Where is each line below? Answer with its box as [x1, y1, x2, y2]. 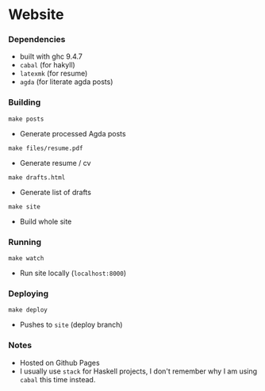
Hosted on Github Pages [19, 358, 101, 367]
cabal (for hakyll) [19, 60, 75, 70]
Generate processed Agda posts [19, 128, 126, 138]
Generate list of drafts [19, 187, 91, 197]
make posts [8, 115, 44, 123]
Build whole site [19, 217, 72, 226]
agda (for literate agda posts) [19, 77, 113, 86]
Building [8, 97, 41, 108]
